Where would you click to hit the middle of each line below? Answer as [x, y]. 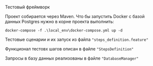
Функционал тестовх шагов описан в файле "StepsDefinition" [69, 49]
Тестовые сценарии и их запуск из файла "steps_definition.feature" [77, 39]
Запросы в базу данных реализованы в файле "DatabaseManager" [72, 58]
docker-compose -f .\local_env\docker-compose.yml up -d [64, 31]
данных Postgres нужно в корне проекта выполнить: [59, 22]
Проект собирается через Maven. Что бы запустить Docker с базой [75, 16]
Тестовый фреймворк [27, 7]
